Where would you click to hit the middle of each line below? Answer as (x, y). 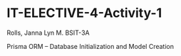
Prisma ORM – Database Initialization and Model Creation (90, 46)
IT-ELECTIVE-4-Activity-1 (84, 13)
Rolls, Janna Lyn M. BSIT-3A (48, 33)
